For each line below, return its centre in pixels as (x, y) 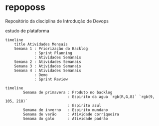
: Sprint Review (51, 79)
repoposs (25, 7)
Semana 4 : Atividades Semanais (48, 70)
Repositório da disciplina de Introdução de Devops (57, 21)
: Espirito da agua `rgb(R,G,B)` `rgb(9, (111, 96)
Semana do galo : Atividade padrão (66, 118)
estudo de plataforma (27, 30)
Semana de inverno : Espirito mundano (66, 110)
